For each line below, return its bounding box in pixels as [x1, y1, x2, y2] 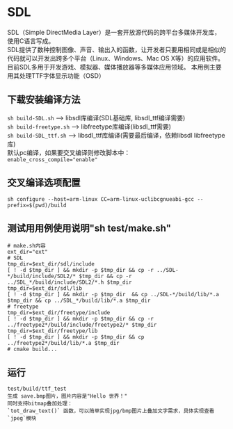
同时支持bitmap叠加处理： [7, 400, 73, 407]
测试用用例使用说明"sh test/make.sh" [7, 222, 172, 234]
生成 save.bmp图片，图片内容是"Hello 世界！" [7, 393, 128, 400]
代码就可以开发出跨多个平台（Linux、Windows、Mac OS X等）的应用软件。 [7, 54, 225, 63]
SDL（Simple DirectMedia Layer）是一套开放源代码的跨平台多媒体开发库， [7, 28, 221, 36]
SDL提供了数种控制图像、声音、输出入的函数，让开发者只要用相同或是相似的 [7, 45, 226, 54]
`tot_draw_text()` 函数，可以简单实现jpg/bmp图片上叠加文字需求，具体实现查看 [7, 407, 215, 414]
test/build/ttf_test [7, 385, 67, 393]
